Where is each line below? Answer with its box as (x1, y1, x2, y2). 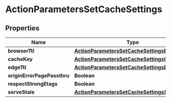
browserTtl (8, 47, 35, 54)
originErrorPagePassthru (8, 72, 70, 79)
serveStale (8, 89, 35, 95)
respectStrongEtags (8, 80, 58, 87)
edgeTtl (8, 64, 26, 71)
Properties (5, 24, 40, 32)
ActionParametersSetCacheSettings (5, 4, 162, 15)
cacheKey (8, 56, 33, 62)
